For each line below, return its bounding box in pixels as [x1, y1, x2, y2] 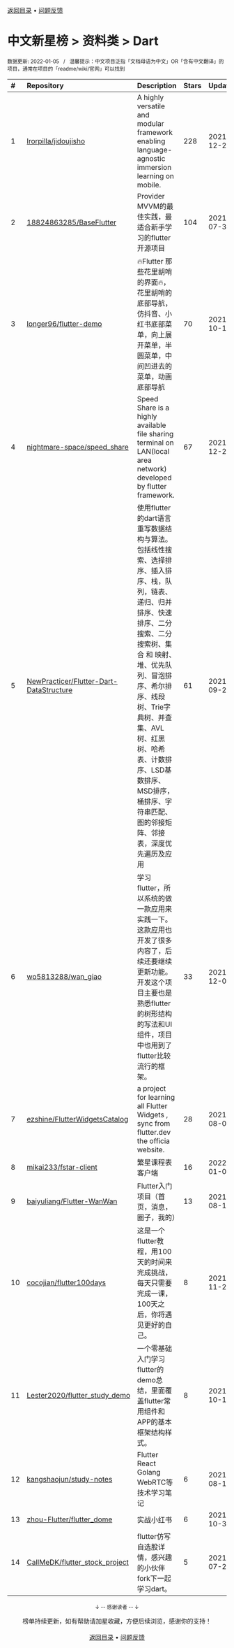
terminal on [136, 438, 174, 447]
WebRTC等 [136, 1477, 173, 1487]
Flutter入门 [136, 1181, 173, 1191]
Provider [136, 191, 165, 201]
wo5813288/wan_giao [26, 971, 102, 981]
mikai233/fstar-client [26, 1162, 97, 1172]
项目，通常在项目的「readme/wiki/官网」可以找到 [7, 65, 125, 72]
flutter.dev [136, 1127, 171, 1137]
